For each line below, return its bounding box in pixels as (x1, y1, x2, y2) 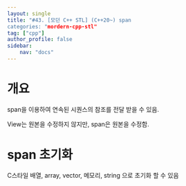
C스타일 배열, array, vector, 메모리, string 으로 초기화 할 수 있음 (7, 171, 179, 179)
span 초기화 (7, 147, 73, 162)
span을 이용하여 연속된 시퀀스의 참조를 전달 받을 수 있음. (7, 105, 160, 113)
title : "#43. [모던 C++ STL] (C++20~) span (7, 17, 131, 24)
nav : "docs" (19, 49, 54, 56)
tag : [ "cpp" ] (7, 29, 45, 37)
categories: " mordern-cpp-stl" (7, 23, 97, 30)
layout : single (7, 10, 51, 17)
